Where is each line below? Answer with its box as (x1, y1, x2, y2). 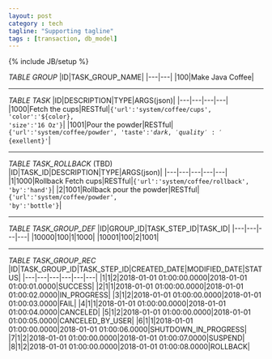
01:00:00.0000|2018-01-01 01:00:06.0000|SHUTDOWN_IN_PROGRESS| (8, 325, 247, 335)
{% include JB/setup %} (8, 57, 89, 66)
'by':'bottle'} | (8, 200, 62, 211)
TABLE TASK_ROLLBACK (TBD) (8, 159, 113, 169)
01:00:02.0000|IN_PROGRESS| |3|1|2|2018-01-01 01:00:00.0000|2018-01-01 (8, 290, 261, 300)
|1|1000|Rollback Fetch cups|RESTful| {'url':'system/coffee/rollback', (8, 176, 249, 186)
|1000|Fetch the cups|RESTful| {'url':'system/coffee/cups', (8, 105, 212, 114)
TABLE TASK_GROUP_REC (8, 256, 96, 266)
